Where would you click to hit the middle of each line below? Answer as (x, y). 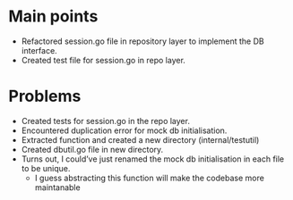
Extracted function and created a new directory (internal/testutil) (140, 139)
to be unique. (46, 168)
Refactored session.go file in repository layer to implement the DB (143, 41)
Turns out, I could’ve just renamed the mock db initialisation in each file (153, 159)
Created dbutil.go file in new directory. (92, 149)
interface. (39, 50)
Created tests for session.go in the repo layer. (105, 121)
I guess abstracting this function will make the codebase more (150, 178)
